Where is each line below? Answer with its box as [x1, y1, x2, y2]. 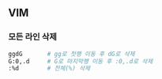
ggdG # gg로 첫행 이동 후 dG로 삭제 [8, 50, 135, 58]
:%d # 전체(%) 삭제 [8, 65, 91, 73]
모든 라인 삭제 [8, 32, 58, 43]
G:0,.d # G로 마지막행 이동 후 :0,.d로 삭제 [8, 57, 153, 66]
